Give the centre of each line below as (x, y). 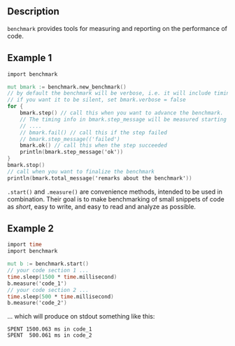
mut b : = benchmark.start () (48, 264)
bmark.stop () (26, 165)
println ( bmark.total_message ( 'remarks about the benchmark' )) (100, 178)
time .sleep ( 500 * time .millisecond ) (60, 297)
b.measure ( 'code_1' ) (37, 284)
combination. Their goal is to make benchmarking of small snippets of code (116, 199)
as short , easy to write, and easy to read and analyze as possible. (101, 206)
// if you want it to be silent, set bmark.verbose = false (97, 100)
